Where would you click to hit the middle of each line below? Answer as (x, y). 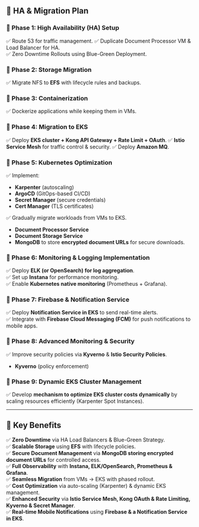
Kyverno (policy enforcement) (52, 366)
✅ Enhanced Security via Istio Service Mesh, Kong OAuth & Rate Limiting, (98, 498)
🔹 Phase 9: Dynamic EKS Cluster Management (74, 381)
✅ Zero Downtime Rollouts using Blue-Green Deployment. (76, 53)
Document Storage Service (49, 236)
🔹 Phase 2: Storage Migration (49, 70)
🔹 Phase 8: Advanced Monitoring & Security (70, 341)
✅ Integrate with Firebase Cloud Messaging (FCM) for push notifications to (98, 319)
